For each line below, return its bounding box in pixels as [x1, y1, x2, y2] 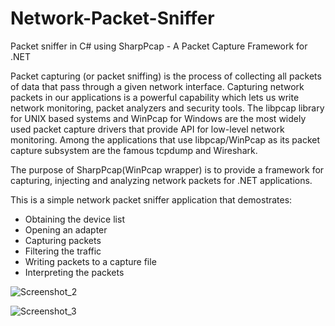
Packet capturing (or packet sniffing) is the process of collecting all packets [10, 70, 322, 82]
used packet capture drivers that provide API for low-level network [10, 123, 285, 135]
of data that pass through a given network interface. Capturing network [10, 80, 305, 92]
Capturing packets [24, 234, 102, 246]
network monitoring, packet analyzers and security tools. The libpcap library [10, 102, 325, 114]
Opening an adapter [24, 223, 108, 236]
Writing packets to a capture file [24, 255, 157, 267]
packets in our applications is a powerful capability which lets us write [10, 91, 300, 103]
